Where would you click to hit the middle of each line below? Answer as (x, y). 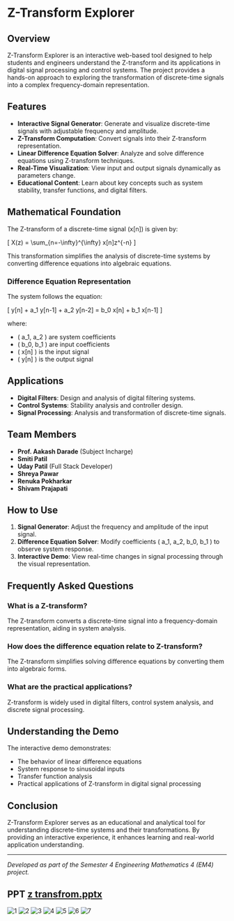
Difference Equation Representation (69, 281)
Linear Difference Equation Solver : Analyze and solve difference (110, 153)
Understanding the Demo (63, 732)
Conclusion (33, 806)
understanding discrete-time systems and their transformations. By (103, 830)
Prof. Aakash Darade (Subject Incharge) (75, 451)
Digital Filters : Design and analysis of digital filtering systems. (107, 398)
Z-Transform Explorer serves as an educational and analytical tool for (107, 823)
